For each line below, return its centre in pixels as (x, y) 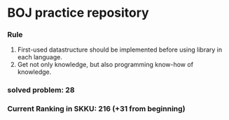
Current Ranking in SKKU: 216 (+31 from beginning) (96, 109)
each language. (40, 57)
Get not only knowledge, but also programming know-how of (105, 65)
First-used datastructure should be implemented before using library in (120, 50)
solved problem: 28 (41, 90)
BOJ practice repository (78, 13)
